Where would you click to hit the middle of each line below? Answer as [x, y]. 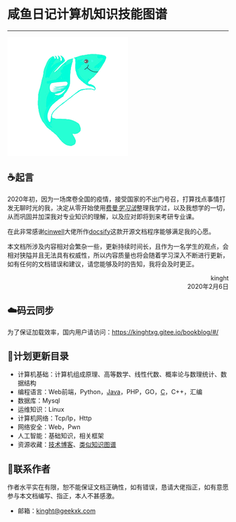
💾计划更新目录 [38, 356]
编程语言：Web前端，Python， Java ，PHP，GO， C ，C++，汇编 [110, 392]
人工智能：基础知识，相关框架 [60, 436]
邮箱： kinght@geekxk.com [57, 511]
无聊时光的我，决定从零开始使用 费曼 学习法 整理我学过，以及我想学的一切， [121, 207]
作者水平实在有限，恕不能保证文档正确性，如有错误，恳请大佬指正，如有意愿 [118, 487]
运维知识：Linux [41, 410]
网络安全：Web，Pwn [49, 427]
